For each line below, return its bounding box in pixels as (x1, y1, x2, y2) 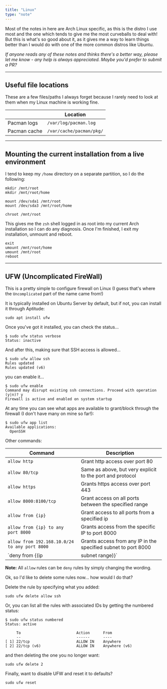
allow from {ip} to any (7, 524, 64, 530)
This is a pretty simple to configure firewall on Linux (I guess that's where (5, 285, 156, 291)
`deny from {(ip (7, 551, 43, 558)
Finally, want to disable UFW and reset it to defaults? (5, 671, 113, 677)
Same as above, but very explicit (81, 466, 157, 473)
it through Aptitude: (5, 305, 45, 311)
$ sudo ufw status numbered (5, 617, 64, 622)
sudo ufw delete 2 (5, 662, 43, 667)
